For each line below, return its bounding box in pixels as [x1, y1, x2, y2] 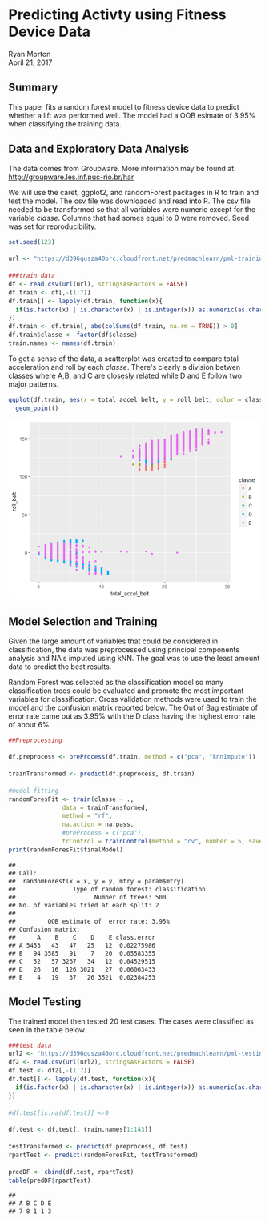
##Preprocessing [8, 736, 62, 744]
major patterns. [8, 379, 59, 389]
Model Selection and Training [8, 615, 158, 629]
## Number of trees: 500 [8, 893, 167, 901]
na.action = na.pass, [62, 820, 134, 829]
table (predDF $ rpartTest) [8, 1176, 91, 1184]
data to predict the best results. [8, 662, 112, 671]
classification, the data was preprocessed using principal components [8, 644, 240, 654]
